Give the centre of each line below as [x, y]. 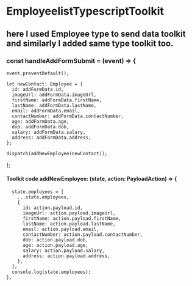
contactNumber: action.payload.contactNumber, [83, 235]
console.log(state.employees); [52, 272]
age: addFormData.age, [41, 121]
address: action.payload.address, [66, 256]
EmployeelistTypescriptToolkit [85, 11]
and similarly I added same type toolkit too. [90, 43]
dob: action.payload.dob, [55, 240]
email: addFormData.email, [46, 111]
